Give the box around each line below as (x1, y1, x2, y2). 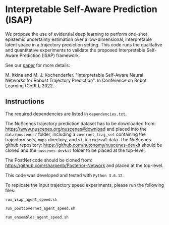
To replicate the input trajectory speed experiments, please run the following (5, 182, 164, 188)
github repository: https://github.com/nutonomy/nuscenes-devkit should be (5, 142, 162, 148)
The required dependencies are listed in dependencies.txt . (5, 110, 127, 117)
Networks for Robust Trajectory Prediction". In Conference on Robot (5, 77, 147, 83)
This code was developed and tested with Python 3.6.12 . (5, 172, 124, 178)
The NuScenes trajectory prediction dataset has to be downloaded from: (5, 120, 156, 127)
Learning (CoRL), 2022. (5, 82, 54, 89)
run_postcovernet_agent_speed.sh (5, 206, 76, 211)
